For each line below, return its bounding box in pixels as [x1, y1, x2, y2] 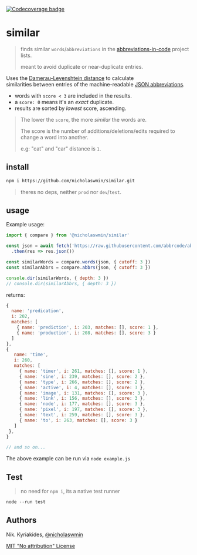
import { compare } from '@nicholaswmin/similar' [6, 232, 130, 238]
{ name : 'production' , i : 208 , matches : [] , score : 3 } [16, 330, 157, 336]
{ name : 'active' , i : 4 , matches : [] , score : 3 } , [19, 385, 145, 390]
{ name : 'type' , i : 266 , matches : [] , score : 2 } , [19, 379, 145, 385]
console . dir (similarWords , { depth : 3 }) [6, 275, 109, 281]
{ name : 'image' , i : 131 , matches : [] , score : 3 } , [19, 390, 148, 396]
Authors [6, 515, 37, 526]
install [6, 162, 29, 172]
